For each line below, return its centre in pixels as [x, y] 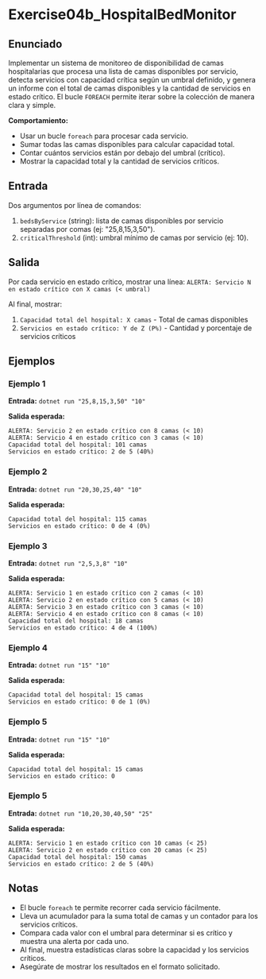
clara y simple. [32, 105]
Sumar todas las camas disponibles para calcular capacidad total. [127, 144]
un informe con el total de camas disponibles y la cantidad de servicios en [130, 88]
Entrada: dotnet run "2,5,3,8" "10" [68, 563]
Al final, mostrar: [35, 304]
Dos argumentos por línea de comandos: [75, 205]
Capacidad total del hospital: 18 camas [76, 621]
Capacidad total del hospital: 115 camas [78, 519]
